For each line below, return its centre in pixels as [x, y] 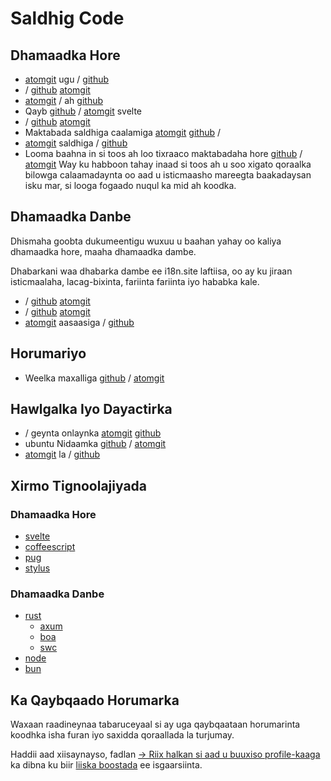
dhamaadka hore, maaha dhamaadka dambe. [103, 251]
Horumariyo [48, 353]
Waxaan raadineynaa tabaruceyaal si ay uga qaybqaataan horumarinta [155, 724]
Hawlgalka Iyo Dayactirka [91, 409]
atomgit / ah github [64, 100]
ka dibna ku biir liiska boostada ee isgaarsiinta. [106, 765]
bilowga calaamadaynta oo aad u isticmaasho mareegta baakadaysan [168, 175]
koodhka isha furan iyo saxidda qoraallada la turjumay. [122, 735]
